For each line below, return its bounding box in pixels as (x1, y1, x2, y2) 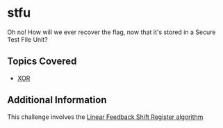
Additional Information (7, 94, 107, 106)
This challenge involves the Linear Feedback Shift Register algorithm (7, 113, 204, 121)
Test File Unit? (7, 35, 48, 43)
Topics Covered (7, 56, 77, 67)
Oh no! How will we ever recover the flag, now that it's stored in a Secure (7, 28, 216, 36)
